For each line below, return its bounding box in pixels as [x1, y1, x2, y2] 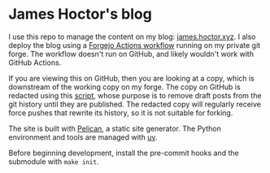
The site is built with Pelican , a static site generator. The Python [8, 123, 221, 133]
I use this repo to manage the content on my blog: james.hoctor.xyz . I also [8, 32, 256, 41]
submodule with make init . [8, 156, 99, 167]
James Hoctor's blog [8, 5, 152, 24]
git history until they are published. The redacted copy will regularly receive [8, 99, 262, 109]
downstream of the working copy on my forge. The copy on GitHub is [8, 82, 242, 92]
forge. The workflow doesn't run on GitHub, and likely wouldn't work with [8, 49, 255, 58]
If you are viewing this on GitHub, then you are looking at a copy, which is [8, 73, 255, 83]
